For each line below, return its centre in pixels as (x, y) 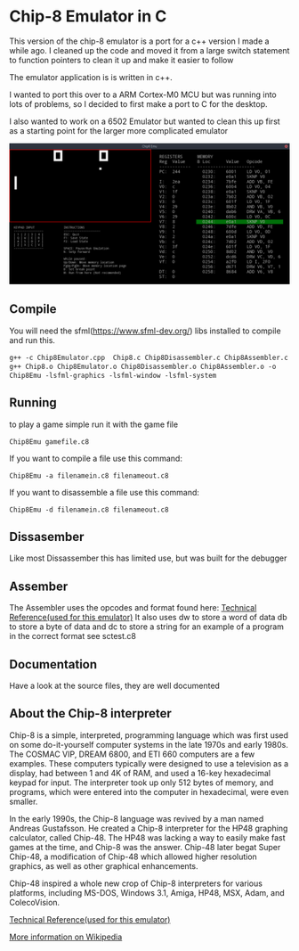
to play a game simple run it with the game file (94, 424)
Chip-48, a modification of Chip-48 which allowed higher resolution (133, 857)
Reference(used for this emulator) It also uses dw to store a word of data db (148, 618)
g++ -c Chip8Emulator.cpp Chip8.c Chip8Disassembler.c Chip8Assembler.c (149, 357)
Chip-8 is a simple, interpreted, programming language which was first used (149, 735)
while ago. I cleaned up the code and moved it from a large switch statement (149, 50)
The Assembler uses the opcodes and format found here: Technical (133, 608)
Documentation (53, 664)
